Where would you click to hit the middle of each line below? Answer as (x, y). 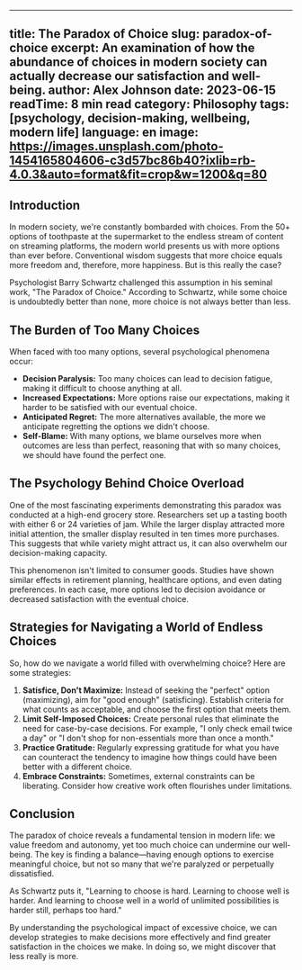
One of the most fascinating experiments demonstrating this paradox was (145, 505)
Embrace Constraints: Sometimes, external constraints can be (138, 776)
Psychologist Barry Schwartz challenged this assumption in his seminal (141, 283)
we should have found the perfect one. (94, 455)
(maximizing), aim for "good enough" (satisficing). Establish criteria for (153, 699)
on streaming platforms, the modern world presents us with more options (145, 246)
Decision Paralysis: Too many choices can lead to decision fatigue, (147, 379)
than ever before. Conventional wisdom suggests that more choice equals (146, 256)
